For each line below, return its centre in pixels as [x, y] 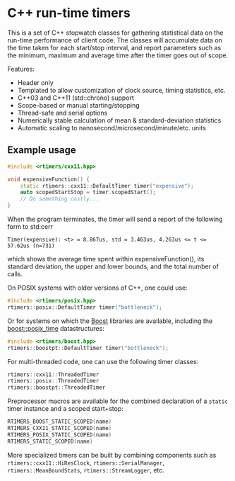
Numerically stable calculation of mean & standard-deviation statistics [119, 120]
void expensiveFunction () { [49, 179]
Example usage [42, 150]
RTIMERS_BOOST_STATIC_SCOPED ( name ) [60, 422]
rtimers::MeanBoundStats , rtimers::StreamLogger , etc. [86, 470]
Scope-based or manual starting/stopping [78, 105]
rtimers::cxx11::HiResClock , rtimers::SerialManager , [86, 463]
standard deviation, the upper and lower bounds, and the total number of [113, 266]
